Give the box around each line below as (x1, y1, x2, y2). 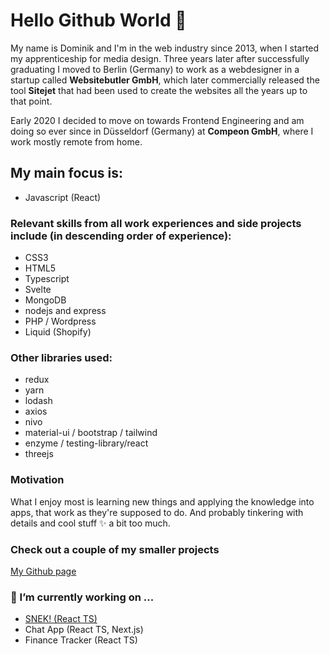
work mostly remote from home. (10, 135, 143, 148)
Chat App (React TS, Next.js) (24, 624, 144, 636)
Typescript (24, 273, 70, 285)
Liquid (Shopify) (24, 326, 92, 338)
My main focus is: (10, 165, 123, 182)
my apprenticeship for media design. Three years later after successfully (10, 52, 310, 64)
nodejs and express (24, 305, 107, 317)
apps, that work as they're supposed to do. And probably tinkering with (10, 506, 304, 518)
